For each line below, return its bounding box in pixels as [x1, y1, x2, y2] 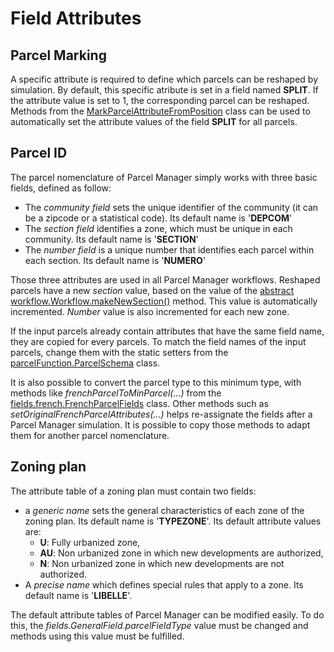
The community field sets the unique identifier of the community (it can [24, 201, 319, 213]
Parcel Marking [10, 47, 107, 64]
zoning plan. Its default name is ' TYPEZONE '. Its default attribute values [24, 515, 322, 527]
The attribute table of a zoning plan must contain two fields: [10, 485, 257, 497]
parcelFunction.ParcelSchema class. [10, 357, 161, 369]
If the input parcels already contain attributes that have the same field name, [10, 325, 325, 337]
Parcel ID [10, 145, 68, 162]
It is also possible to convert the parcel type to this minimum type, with [10, 376, 302, 388]
